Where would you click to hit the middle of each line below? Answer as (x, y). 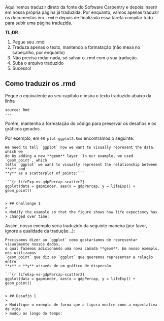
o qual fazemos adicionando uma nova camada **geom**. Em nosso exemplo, (82, 248)
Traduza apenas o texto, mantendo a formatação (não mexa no (76, 47)
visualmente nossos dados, (33, 244)
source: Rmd (17, 110)
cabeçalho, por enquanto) (38, 52)
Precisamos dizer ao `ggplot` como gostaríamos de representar (71, 240)
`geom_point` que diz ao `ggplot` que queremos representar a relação (79, 257)
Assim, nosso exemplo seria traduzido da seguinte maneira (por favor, (76, 225)
